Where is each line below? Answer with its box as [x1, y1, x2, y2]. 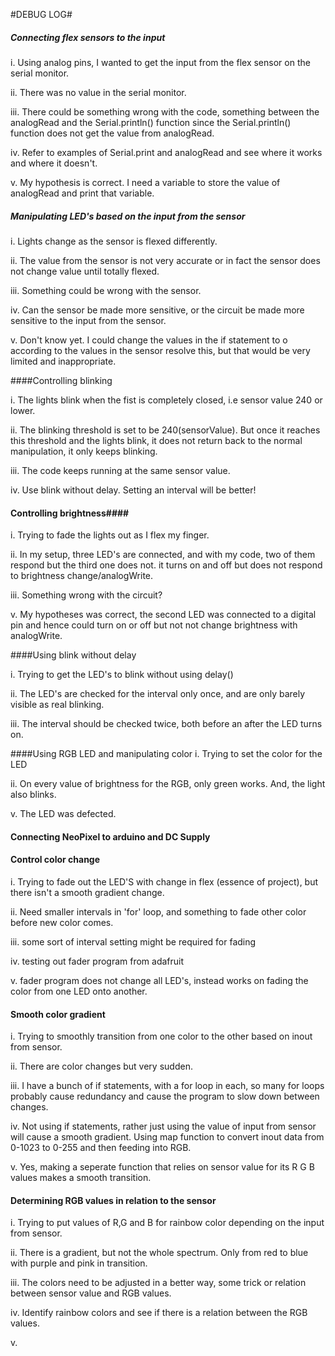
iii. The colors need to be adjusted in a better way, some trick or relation [10, 1277, 307, 1289]
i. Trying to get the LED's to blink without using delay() [10, 669, 234, 681]
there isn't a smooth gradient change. [10, 886, 165, 898]
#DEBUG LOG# [10, 9, 73, 20]
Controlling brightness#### [10, 507, 130, 519]
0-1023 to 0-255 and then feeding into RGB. [10, 1142, 192, 1154]
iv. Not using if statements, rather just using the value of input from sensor [10, 1120, 317, 1133]
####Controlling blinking [10, 374, 113, 386]
